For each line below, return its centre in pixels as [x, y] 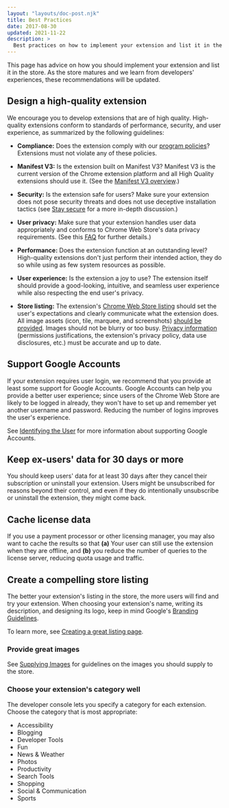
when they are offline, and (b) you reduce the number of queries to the [107, 551]
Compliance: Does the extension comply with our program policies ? [113, 146]
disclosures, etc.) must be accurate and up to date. [89, 342]
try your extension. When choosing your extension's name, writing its [105, 604]
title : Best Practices [39, 20]
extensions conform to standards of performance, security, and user [124, 125]
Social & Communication [52, 791]
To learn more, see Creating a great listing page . [75, 632]
